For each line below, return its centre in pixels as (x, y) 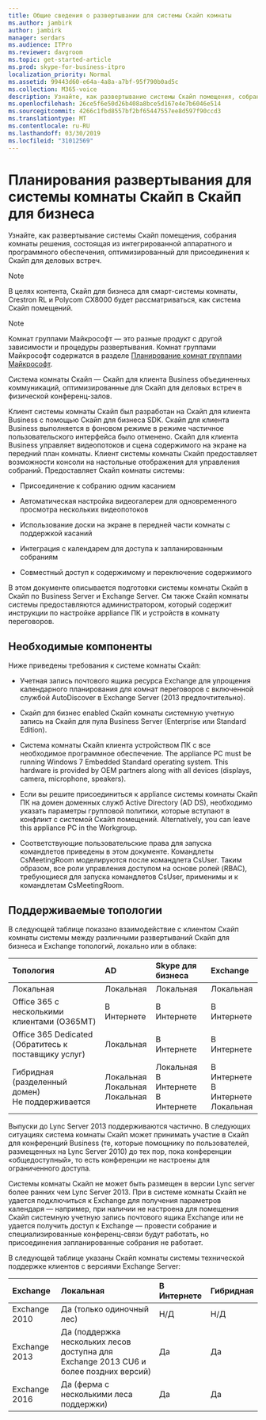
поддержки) (84, 1404)
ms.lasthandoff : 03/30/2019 (55, 133)
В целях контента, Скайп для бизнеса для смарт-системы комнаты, (123, 291)
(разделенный (40, 1082)
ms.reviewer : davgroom (46, 52)
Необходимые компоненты (80, 646)
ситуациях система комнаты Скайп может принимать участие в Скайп (129, 1135)
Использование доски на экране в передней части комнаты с (125, 525)
